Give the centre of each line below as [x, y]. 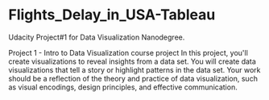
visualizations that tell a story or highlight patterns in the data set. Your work [134, 69]
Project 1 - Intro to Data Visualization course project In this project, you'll [128, 52]
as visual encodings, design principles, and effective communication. [123, 87]
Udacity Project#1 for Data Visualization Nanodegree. [97, 37]
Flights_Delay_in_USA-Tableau [112, 15]
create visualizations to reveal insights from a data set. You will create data [132, 61]
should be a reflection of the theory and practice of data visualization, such [133, 78]
